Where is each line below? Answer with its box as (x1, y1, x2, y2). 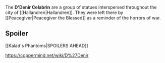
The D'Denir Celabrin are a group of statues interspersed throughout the (5, 4, 157, 10)
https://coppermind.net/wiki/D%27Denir (5, 52, 89, 58)
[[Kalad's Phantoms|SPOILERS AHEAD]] (5, 42, 88, 48)
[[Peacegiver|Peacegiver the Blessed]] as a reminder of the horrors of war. (5, 15, 161, 20)
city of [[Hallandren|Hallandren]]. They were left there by (5, 9, 124, 15)
